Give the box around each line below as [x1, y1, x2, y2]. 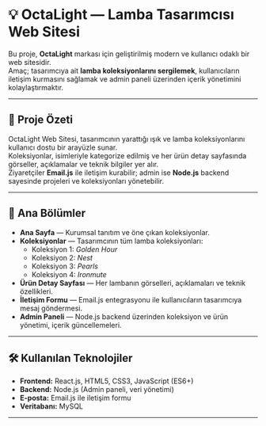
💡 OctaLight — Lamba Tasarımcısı [8, 6, 235, 24]
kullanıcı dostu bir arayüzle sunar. [8, 143, 118, 152]
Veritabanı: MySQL [19, 401, 84, 411]
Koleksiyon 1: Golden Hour [31, 244, 118, 254]
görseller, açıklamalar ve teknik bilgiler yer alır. [8, 159, 159, 169]
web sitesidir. [8, 57, 51, 67]
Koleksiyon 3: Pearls [31, 261, 99, 271]
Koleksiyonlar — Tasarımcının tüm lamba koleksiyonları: [19, 236, 203, 245]
